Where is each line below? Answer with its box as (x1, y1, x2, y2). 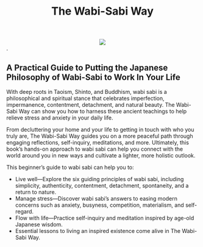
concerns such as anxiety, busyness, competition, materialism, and (15, 201, 184, 209)
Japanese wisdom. (15, 221, 63, 228)
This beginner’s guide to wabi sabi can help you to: (6, 163, 134, 171)
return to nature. (15, 188, 57, 196)
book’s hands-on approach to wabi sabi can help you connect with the (6, 145, 183, 152)
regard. (15, 208, 34, 215)
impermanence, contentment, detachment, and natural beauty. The (6, 101, 175, 108)
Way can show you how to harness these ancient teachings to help (18, 108, 187, 115)
